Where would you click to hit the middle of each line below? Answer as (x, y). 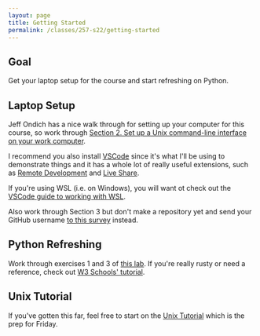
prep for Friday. (33, 323)
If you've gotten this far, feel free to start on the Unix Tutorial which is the (126, 316)
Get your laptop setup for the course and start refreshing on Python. (119, 81)
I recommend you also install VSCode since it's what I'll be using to (117, 156)
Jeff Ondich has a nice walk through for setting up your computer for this (126, 124)
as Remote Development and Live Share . (74, 173)
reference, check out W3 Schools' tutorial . (77, 272)
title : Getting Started (47, 23)
